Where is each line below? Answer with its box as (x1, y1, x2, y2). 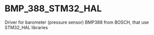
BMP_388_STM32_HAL (4, 3, 102, 14)
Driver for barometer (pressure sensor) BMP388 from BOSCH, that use (4, 19, 149, 25)
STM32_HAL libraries (4, 24, 48, 30)
